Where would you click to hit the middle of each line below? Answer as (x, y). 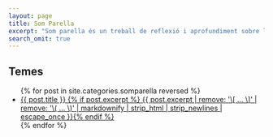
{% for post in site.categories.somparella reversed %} (110, 91)
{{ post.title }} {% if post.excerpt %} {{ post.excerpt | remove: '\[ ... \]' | (139, 100)
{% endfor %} (43, 126)
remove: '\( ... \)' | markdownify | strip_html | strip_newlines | (121, 108)
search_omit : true (39, 39)
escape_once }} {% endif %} (67, 117)
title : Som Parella (41, 24)
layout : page (30, 16)
